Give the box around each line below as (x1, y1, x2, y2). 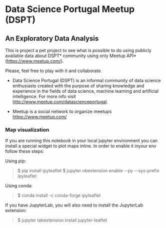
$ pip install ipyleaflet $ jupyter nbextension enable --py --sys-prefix (17, 168, 159, 174)
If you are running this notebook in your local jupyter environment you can (5, 138, 158, 144)
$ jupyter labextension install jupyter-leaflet (17, 217, 107, 223)
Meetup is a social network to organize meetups (12, 109, 112, 114)
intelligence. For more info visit (12, 94, 76, 99)
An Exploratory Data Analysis (5, 34, 99, 43)
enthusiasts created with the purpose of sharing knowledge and (12, 83, 144, 89)
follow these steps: (5, 148, 44, 154)
